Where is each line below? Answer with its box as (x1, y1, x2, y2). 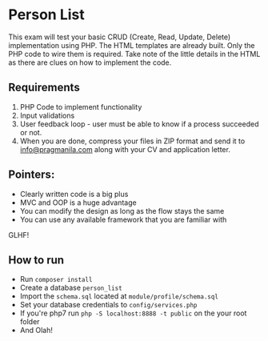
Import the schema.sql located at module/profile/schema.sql (19, 291, 218, 301)
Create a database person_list (19, 283, 122, 293)
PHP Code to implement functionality (19, 102, 142, 111)
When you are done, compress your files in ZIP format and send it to (19, 136, 246, 146)
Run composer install (19, 275, 93, 284)
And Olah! (19, 326, 54, 335)
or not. (19, 127, 42, 137)
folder (19, 317, 40, 327)
